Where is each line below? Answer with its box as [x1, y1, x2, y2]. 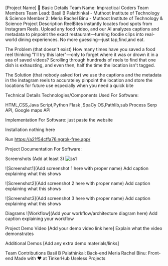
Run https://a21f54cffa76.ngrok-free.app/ [5, 136, 91, 142]
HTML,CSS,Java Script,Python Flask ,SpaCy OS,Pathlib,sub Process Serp [5, 102, 157, 107]
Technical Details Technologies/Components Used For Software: [5, 92, 139, 98]
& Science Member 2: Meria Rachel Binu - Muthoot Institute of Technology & [5, 15, 163, 21]
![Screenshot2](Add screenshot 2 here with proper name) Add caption [5, 180, 150, 186]
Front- [147, 250, 161, 256]
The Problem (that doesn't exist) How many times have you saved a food [5, 46, 155, 52]
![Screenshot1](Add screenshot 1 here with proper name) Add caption [5, 165, 149, 171]
